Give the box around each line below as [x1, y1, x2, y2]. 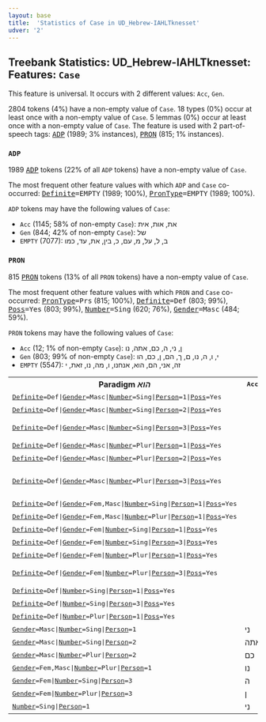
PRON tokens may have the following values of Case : [8, 327, 174, 337]
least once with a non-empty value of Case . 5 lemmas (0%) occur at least [8, 112, 247, 123]
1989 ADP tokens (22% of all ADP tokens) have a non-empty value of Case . [8, 165, 247, 175]
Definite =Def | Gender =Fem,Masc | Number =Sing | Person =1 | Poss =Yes [12, 500, 237, 508]
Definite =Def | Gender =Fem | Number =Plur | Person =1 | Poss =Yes [12, 551, 218, 560]
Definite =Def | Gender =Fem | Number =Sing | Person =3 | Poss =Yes [12, 539, 218, 546]
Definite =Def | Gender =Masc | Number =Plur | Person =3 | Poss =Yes [12, 477, 222, 486]
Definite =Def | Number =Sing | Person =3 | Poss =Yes [12, 599, 176, 608]
